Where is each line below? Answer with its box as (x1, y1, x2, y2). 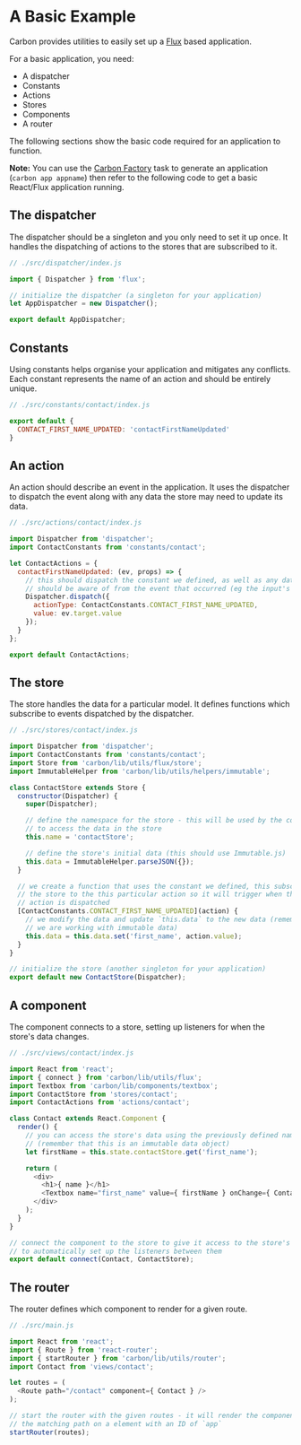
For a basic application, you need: (9, 53, 134, 64)
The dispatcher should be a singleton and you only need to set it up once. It (9, 231, 288, 242)
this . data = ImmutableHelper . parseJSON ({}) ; (25, 857, 194, 866)
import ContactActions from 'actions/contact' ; (9, 1098, 191, 1107)
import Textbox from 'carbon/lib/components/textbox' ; (9, 1081, 219, 1091)
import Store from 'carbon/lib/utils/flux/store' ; (9, 758, 202, 768)
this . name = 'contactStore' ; (25, 832, 134, 842)
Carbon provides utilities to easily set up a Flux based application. (9, 36, 253, 47)
